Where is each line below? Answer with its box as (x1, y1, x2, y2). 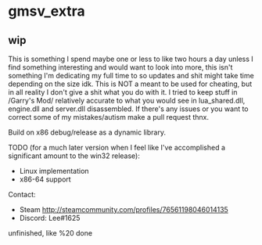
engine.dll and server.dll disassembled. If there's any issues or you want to (8, 104, 249, 113)
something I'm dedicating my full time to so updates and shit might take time (8, 71, 254, 80)
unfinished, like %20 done (8, 229, 92, 237)
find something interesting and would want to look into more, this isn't (8, 63, 233, 72)
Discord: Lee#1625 (19, 214, 81, 222)
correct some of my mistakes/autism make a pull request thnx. (8, 113, 210, 121)
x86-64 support (19, 175, 72, 184)
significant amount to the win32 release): (8, 151, 141, 160)
